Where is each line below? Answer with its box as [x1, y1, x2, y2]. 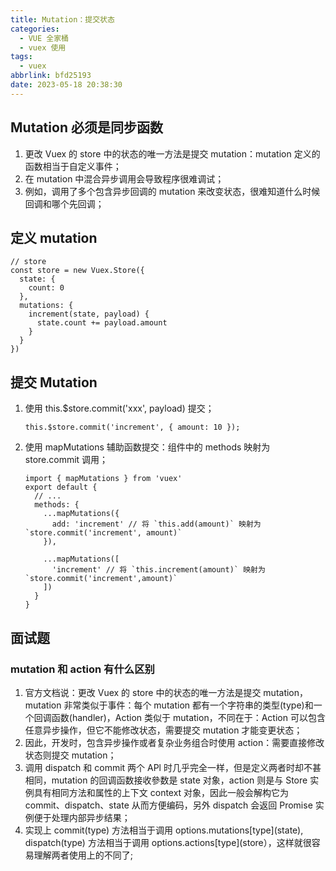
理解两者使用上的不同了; [33, 849, 134, 861]
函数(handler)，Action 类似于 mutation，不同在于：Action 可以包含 [51, 711, 326, 723]
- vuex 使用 [19, 42, 67, 53]
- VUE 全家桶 [19, 33, 69, 43]
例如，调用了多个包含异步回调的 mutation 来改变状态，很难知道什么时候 [24, 185, 321, 197]
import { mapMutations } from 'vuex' [24, 474, 183, 484]
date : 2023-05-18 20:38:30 [10, 80, 123, 90]
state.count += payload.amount [36, 318, 168, 328]
